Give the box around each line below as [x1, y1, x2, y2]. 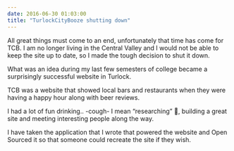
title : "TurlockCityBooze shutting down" [7, 17, 131, 24]
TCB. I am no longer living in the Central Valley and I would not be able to [7, 44, 219, 52]
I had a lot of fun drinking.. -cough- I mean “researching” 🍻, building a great [7, 107, 228, 115]
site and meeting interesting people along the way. [7, 114, 154, 123]
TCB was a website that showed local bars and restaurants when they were [7, 86, 226, 94]
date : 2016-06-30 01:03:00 [7, 10, 87, 18]
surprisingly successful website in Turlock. [7, 72, 132, 81]
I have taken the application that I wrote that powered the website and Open [7, 128, 228, 136]
